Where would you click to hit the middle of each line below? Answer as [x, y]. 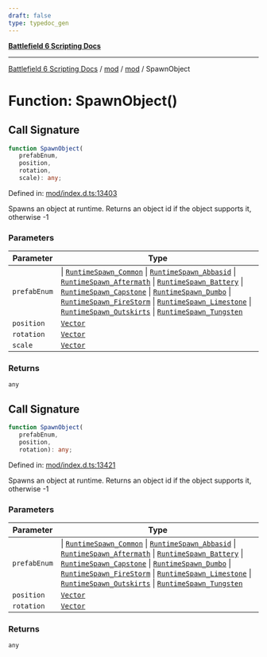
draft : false [30, 16]
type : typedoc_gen [39, 23]
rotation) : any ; [46, 450]
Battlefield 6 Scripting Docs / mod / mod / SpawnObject [99, 68]
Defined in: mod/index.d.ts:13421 [62, 465]
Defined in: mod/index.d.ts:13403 [63, 193]
